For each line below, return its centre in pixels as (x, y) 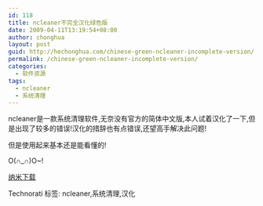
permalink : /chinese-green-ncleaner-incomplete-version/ (103, 60)
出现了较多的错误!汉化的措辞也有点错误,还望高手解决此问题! (111, 128)
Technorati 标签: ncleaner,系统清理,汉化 (72, 193)
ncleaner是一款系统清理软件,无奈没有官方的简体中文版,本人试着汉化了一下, (128, 119)
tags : (17, 81)
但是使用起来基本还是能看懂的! (58, 145)
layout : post (29, 45)
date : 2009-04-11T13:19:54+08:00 (63, 30)
